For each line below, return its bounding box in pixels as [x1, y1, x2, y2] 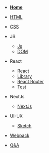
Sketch [17, 123, 32, 128]
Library [17, 73, 32, 79]
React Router [17, 79, 44, 84]
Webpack [9, 132, 30, 138]
